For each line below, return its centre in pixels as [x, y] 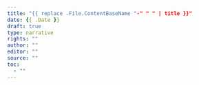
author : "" [23, 45]
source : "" [23, 58]
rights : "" [23, 39]
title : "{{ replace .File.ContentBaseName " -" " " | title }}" [100, 13]
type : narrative [30, 33]
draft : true [24, 26]
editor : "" [23, 52]
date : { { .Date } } [33, 20]
